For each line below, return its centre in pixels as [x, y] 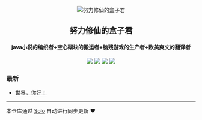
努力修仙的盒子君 [101, 31]
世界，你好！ [31, 92]
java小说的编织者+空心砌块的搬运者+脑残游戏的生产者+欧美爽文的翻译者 [101, 47]
